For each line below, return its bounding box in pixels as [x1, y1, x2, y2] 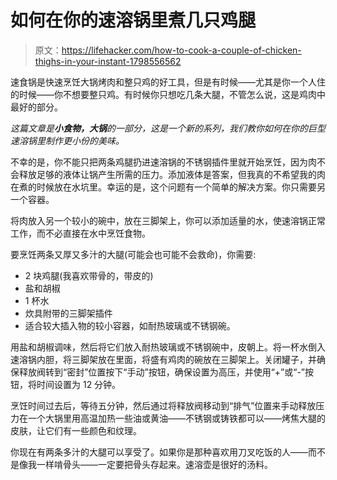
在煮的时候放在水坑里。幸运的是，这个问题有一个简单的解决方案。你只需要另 [10, 181, 326, 193]
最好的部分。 [10, 101, 63, 113]
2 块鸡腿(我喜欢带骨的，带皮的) [24, 269, 154, 281]
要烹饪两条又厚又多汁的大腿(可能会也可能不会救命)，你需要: [10, 248, 257, 260]
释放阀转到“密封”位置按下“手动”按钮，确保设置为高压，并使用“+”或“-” [18, 366, 306, 378]
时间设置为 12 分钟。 [36, 378, 122, 390]
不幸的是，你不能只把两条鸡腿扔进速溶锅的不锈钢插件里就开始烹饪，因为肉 [10, 156, 317, 168]
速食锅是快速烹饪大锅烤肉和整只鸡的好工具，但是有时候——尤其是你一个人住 [10, 76, 326, 88]
